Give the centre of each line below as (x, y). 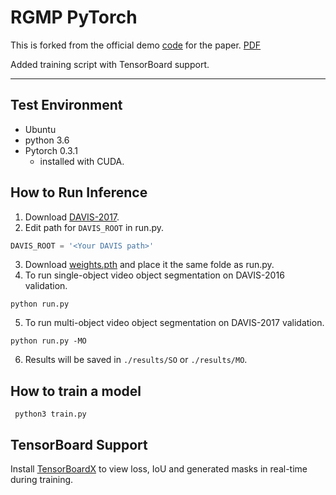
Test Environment (66, 105)
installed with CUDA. (82, 161)
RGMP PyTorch (74, 17)
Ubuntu (40, 129)
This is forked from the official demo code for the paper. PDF (136, 45)
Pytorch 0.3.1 (51, 150)
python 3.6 (47, 140)
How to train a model (76, 391)
